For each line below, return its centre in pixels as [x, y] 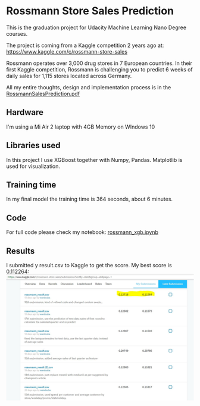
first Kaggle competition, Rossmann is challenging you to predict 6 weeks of [100, 69]
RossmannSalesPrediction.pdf [43, 93]
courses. [17, 33]
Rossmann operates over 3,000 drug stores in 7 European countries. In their [99, 63]
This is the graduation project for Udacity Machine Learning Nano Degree [96, 27]
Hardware [25, 112]
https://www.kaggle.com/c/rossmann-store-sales [67, 51]
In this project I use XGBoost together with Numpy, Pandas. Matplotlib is [94, 160]
